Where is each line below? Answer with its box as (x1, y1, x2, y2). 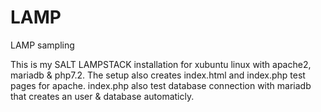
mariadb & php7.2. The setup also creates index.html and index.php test (10, 69, 306, 81)
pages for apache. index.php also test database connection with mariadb (10, 79, 312, 91)
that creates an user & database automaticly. (10, 90, 195, 102)
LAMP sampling (10, 39, 75, 51)
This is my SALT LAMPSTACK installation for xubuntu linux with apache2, (10, 58, 312, 70)
